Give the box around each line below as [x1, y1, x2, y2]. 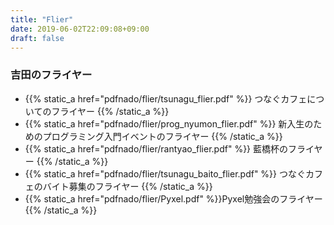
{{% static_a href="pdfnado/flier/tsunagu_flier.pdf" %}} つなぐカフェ [24, 92, 308, 105]
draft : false [10, 33, 65, 43]
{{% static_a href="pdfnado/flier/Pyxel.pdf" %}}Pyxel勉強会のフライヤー [24, 192, 323, 205]
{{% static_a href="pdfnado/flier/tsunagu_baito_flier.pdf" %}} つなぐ [24, 167, 306, 180]
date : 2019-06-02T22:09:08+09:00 [10, 24, 150, 34]
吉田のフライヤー [10, 68, 93, 82]
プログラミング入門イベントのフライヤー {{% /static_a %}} [42, 130, 283, 142]
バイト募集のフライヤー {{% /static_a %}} [42, 180, 213, 192]
